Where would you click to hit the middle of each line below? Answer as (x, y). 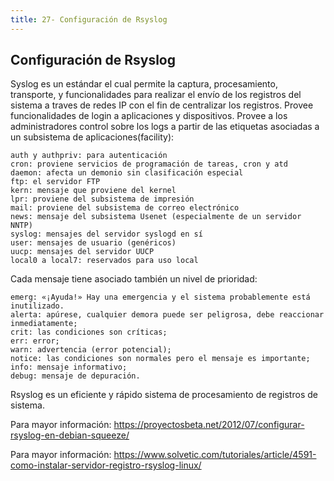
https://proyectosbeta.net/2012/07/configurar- (209, 425)
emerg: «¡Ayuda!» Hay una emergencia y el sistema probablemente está (160, 297)
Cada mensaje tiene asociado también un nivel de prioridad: (134, 279)
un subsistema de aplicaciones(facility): (92, 137)
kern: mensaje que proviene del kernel (93, 191)
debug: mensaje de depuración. (75, 376)
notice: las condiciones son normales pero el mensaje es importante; (160, 359)
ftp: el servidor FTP (55, 182)
